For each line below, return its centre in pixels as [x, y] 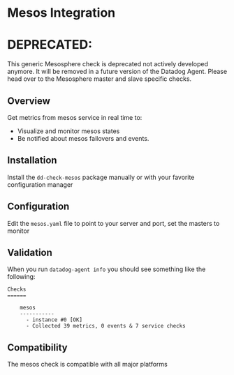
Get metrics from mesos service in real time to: [75, 117]
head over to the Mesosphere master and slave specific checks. [100, 79]
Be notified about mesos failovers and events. [83, 138]
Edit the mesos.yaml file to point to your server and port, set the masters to [114, 223]
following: [21, 277]
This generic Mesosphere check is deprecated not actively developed [108, 64]
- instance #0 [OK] [54, 320]
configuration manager [40, 184]
